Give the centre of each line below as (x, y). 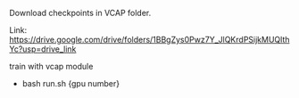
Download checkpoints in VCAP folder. (80, 13)
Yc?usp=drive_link (43, 49)
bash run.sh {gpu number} (71, 83)
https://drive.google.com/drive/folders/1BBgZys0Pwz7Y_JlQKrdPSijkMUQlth (149, 40)
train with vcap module (51, 66)
